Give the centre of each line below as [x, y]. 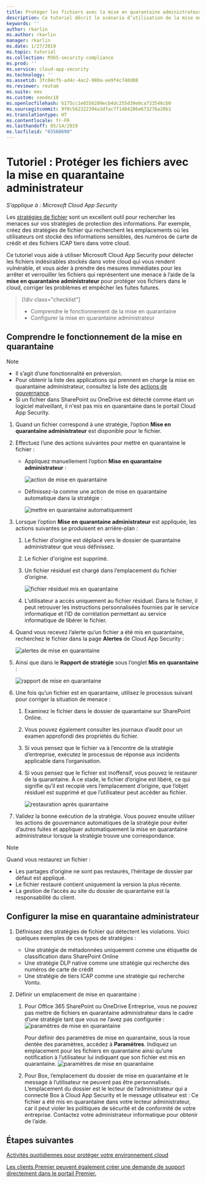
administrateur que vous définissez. [70, 546]
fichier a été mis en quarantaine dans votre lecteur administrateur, [108, 1101]
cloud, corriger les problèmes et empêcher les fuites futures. [83, 287]
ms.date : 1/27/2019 [31, 47]
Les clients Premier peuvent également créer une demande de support [96, 1167]
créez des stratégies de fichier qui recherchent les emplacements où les [97, 230]
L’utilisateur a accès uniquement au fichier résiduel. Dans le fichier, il [111, 600]
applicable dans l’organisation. [63, 760]
